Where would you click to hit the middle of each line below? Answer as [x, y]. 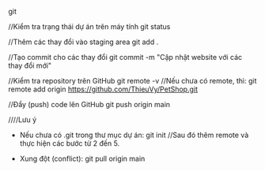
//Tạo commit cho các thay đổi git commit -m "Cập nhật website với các [125, 57]
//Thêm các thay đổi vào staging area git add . [83, 42]
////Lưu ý [23, 120]
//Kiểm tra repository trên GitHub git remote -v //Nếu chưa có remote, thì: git [132, 81]
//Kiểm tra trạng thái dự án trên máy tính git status [89, 26]
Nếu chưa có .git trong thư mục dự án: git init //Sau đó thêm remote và [134, 135]
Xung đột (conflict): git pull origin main [82, 158]
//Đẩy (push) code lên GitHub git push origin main [89, 104]
